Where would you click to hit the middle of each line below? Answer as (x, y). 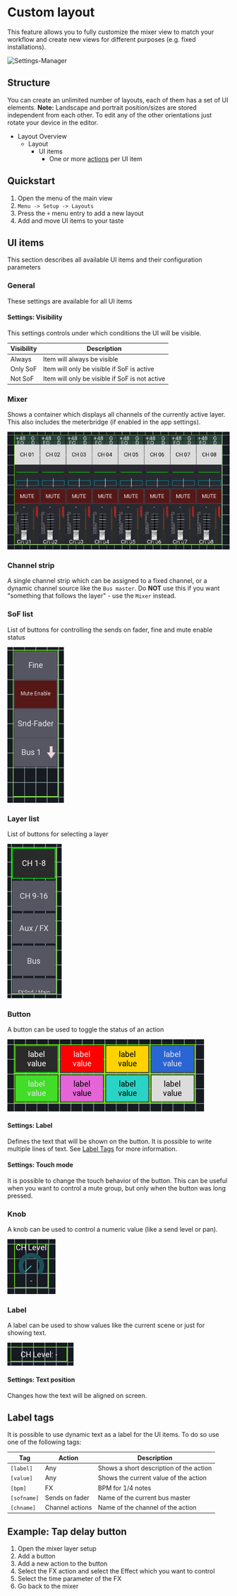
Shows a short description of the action (155, 1468)
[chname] (23, 1508)
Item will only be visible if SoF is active (98, 369)
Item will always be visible (80, 359)
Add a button (36, 1556)
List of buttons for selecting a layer (58, 834)
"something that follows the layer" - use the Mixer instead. (92, 596)
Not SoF (22, 378)
